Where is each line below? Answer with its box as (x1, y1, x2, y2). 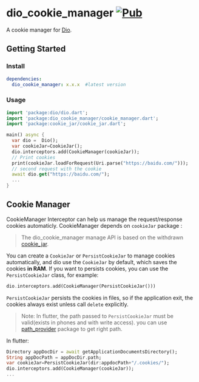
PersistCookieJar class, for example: (6, 271, 99, 279)
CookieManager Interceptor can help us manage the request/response (6, 216, 183, 223)
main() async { (6, 132, 45, 138)
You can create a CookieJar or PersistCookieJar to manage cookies (6, 252, 175, 259)
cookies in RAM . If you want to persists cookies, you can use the (6, 265, 169, 272)
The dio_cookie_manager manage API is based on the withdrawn (21, 234, 184, 241)
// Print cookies (12, 154, 56, 160)
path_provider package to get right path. (21, 325, 123, 332)
